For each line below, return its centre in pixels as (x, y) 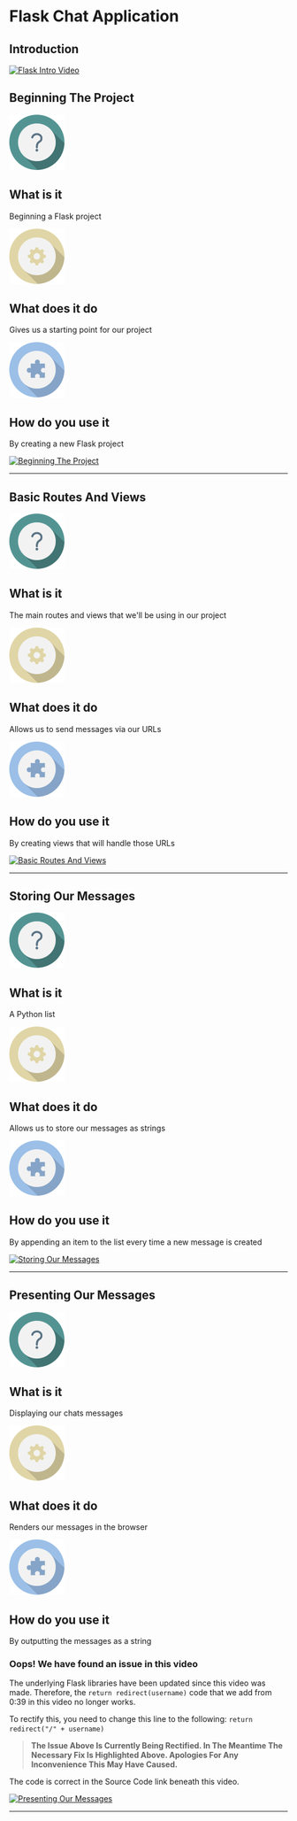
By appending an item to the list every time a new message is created (136, 1242)
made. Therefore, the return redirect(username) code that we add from (141, 1693)
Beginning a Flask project (55, 216)
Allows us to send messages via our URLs (85, 729)
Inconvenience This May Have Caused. (104, 1764)
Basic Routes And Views (78, 497)
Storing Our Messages (72, 896)
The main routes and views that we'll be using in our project (118, 615)
